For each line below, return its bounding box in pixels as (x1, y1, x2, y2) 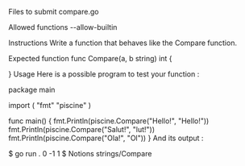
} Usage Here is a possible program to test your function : (8, 69, 200, 79)
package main (8, 85, 56, 94)
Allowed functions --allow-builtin (8, 23, 118, 31)
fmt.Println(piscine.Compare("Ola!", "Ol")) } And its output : (8, 133, 204, 143)
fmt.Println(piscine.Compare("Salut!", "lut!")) (8, 125, 156, 134)
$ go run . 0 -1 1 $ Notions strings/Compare (8, 149, 152, 158)
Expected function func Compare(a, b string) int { (8, 54, 172, 63)
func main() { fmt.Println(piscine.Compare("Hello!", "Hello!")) (8, 116, 210, 126)
